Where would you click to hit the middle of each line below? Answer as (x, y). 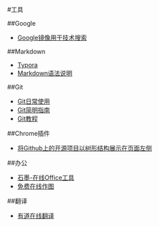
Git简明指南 (34, 110)
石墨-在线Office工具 (46, 177)
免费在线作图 (35, 186)
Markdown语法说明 (45, 73)
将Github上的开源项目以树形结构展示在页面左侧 (85, 148)
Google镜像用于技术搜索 (52, 37)
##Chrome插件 (29, 133)
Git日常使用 (34, 101)
